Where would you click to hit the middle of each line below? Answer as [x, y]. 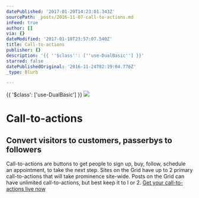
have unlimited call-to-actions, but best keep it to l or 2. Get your [85, 183]
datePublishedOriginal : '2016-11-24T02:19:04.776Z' [71, 66]
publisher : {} [24, 50]
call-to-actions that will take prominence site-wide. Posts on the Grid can [95, 176]
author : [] [20, 28]
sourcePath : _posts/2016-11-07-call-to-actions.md [70, 17]
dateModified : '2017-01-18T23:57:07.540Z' [59, 39]
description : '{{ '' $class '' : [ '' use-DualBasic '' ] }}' [75, 56]
